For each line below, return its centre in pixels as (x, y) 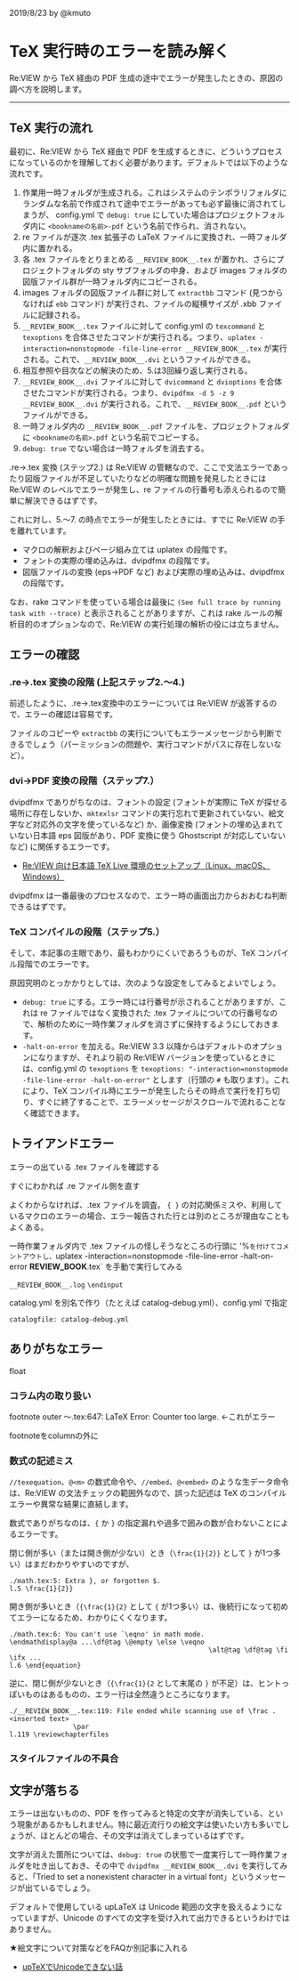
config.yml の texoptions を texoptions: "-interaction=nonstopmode (163, 1069)
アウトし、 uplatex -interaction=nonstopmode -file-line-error (130, 1256)
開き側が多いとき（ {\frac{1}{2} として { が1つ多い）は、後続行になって (141, 1606)
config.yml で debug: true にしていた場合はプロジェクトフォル (170, 214)
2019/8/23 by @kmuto (50, 13)
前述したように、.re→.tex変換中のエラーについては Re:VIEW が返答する (139, 703)
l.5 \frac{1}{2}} (41, 1589)
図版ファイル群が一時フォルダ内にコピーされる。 (112, 281)
